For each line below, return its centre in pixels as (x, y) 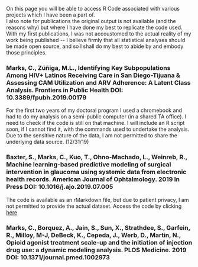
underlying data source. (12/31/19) (48, 142)
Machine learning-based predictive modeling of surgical (89, 165)
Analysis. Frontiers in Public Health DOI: (65, 90)
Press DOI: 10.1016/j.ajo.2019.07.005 (60, 187)
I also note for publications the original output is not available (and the (91, 21)
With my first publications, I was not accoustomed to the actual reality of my (99, 34)
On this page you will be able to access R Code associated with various (93, 9)
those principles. (27, 52)
